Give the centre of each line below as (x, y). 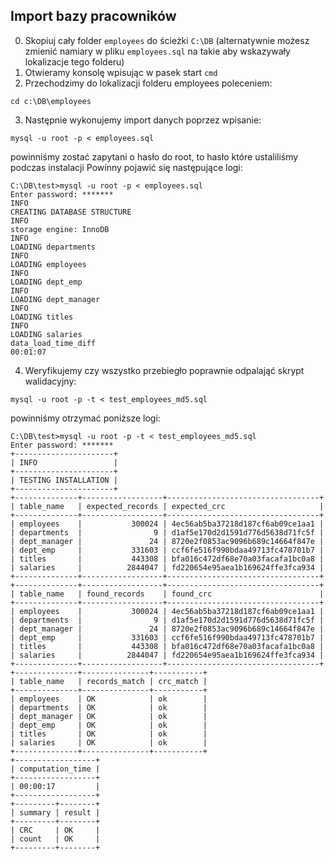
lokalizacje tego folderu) (74, 61)
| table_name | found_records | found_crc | (167, 594)
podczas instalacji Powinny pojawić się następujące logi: (126, 167)
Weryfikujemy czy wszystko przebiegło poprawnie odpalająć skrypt (164, 370)
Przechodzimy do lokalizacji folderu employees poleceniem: (148, 83)
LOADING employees (48, 264)
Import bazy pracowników (93, 16)
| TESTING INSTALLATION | (64, 480)
